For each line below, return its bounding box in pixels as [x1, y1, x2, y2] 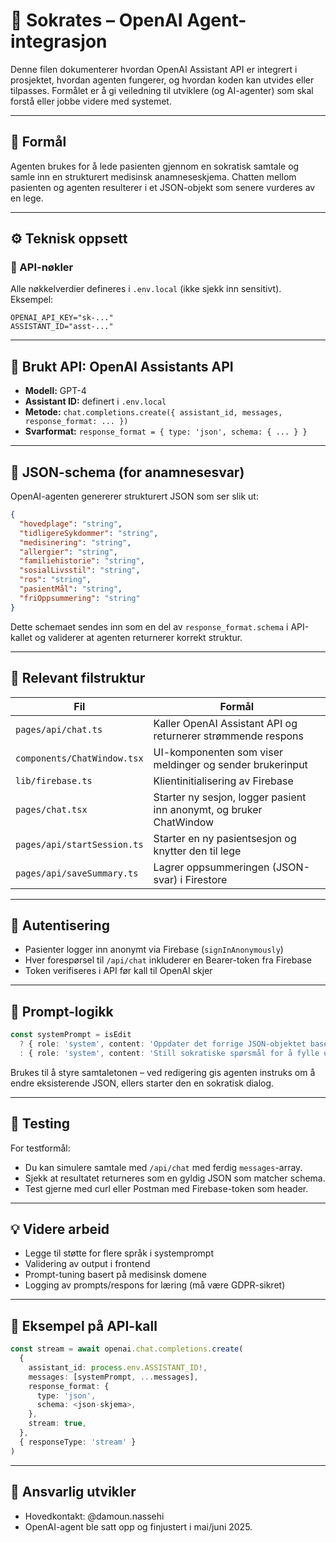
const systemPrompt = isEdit [10, 1030, 132, 1040]
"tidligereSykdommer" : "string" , [19, 528, 159, 538]
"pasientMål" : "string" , [19, 584, 123, 594]
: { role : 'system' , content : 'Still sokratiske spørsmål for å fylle [19, 1048, 320, 1058]
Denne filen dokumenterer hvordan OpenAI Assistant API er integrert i [10, 63, 298, 75]
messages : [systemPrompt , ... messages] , [28, 1372, 199, 1382]
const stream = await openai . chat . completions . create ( [10, 1344, 244, 1354]
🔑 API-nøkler [10, 260, 74, 274]
